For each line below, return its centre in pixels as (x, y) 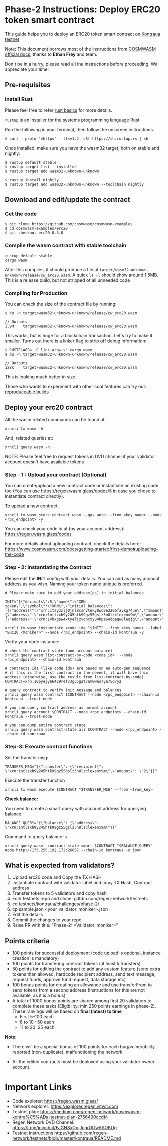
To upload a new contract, (32, 506)
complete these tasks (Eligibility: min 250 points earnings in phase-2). (84, 1006)
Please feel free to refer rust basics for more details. (59, 110)
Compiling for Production (36, 293)
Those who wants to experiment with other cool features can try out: (76, 386)
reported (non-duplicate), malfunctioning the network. (68, 1052)
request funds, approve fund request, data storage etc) (69, 980)
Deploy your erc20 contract (49, 408)
